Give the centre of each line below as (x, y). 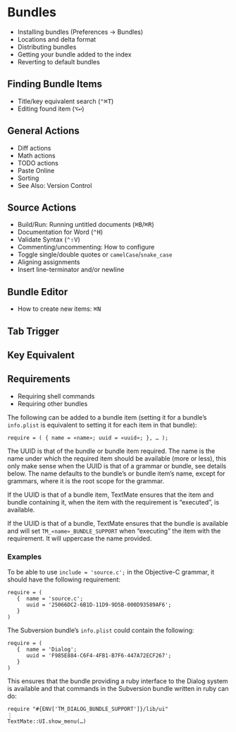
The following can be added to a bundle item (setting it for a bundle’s (107, 417)
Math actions (36, 155)
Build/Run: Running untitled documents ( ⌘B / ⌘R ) (86, 225)
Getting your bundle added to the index (74, 54)
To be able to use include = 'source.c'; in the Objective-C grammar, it (111, 572)
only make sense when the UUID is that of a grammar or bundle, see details (117, 466)
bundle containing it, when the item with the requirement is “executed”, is (113, 502)
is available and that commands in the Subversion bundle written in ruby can (118, 689)
